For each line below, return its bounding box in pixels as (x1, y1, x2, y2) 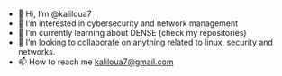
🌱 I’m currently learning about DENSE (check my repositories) (17, 28, 247, 38)
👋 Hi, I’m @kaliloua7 (17, 9, 92, 19)
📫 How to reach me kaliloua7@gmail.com (17, 56, 174, 67)
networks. (17, 46, 56, 57)
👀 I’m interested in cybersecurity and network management (17, 18, 239, 29)
